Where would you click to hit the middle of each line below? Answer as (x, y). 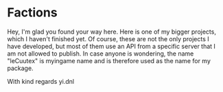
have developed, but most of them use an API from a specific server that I (111, 46)
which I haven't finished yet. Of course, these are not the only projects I (108, 38)
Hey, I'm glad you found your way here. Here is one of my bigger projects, (111, 32)
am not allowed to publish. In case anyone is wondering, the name (101, 54)
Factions (32, 13)
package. (20, 68)
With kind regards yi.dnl (40, 81)
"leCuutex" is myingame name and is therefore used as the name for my (109, 60)
